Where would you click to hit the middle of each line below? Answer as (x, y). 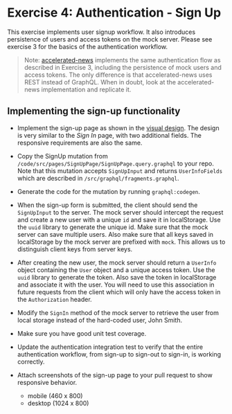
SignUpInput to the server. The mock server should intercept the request (120, 212)
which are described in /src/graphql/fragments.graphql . (98, 178)
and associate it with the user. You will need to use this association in (116, 285)
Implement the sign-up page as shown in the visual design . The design (118, 128)
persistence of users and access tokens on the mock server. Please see (110, 39)
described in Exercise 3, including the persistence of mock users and (123, 67)
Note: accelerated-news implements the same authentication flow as (122, 60)
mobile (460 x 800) (55, 395)
